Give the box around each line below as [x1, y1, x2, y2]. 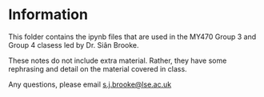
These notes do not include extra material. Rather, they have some [8, 56, 227, 65]
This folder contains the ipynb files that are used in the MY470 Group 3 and [8, 32, 257, 41]
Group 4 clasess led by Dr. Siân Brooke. [8, 40, 139, 49]
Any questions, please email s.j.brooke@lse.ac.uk [8, 80, 172, 89]
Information [8, 6, 88, 24]
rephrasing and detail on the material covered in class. [8, 64, 187, 73]
